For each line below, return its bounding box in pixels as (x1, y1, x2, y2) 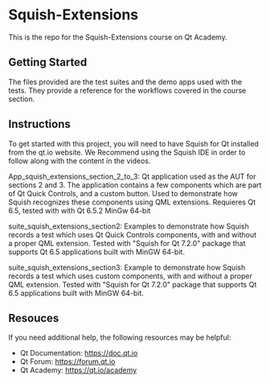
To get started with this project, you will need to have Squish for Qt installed (8, 138, 260, 148)
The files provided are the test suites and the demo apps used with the (8, 76, 243, 86)
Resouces (8, 311, 59, 325)
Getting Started (8, 56, 88, 69)
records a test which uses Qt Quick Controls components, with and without (8, 229, 257, 239)
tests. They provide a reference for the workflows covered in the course (8, 85, 247, 95)
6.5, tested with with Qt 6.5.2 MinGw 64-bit (8, 205, 151, 215)
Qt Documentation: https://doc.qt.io (19, 348, 138, 358)
